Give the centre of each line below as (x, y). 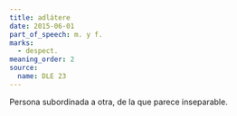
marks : (22, 43)
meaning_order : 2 (42, 59)
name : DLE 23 (42, 76)
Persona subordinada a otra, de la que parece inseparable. (118, 102)
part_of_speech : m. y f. (56, 34)
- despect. (38, 51)
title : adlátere (40, 18)
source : (24, 68)
